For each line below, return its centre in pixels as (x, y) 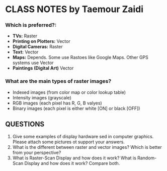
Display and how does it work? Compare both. (72, 163)
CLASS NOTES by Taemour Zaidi (74, 9)
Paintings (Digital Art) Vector (43, 68)
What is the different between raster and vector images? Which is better (87, 147)
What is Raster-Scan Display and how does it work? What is (74, 158)
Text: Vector (25, 52)
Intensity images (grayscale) (42, 97)
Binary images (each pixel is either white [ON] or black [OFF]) (76, 108)
